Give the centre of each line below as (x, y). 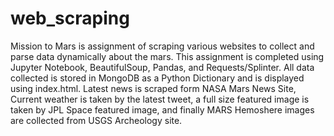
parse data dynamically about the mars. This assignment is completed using (167, 56)
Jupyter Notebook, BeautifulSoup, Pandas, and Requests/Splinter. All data (162, 67)
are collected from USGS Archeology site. (96, 120)
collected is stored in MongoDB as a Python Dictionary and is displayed (157, 78)
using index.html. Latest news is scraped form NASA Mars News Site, (153, 88)
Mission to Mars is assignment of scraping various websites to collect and (162, 46)
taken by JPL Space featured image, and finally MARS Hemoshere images (162, 109)
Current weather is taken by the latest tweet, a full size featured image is (160, 99)
